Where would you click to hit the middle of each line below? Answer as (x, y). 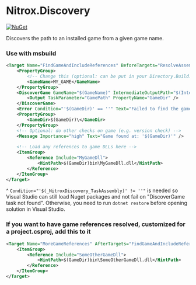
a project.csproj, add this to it (48, 232)
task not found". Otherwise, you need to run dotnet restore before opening (97, 203)
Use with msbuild (31, 53)
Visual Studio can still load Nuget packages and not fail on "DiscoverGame (96, 197)
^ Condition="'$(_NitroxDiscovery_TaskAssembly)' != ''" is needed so (92, 190)
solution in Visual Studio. (36, 209)
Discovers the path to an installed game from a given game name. (85, 38)
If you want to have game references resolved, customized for (96, 224)
